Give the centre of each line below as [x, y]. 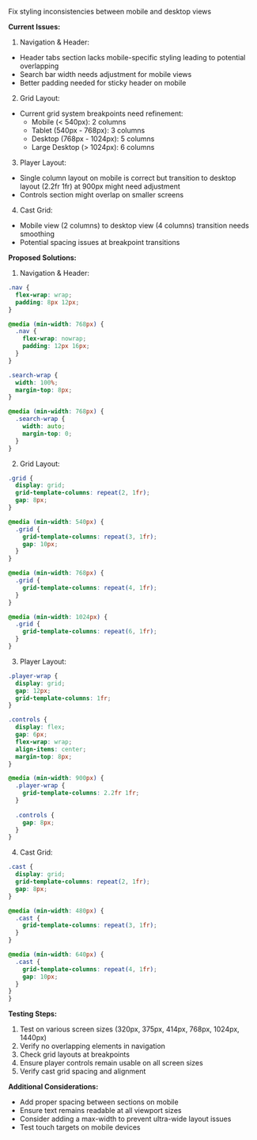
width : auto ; [44, 427]
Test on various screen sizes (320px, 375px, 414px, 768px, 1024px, [129, 1029]
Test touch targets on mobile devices [80, 1127]
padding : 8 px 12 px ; [47, 302]
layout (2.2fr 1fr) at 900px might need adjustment [100, 186]
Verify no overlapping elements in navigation [93, 1046]
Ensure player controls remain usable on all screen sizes [111, 1063]
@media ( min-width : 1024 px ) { [58, 617]
